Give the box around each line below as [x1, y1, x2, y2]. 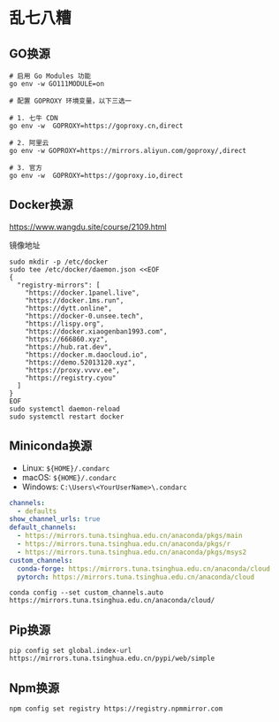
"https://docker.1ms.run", [25, 296, 124, 305]
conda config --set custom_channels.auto [9, 588, 164, 597]
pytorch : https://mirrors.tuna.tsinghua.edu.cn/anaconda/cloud [17, 572, 254, 581]
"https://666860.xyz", [25, 334, 109, 343]
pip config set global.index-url [9, 647, 132, 656]
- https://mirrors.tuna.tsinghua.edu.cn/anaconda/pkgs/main [17, 532, 243, 541]
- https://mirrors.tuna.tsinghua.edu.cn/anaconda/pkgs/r [17, 540, 231, 549]
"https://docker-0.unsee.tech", [25, 311, 144, 320]
